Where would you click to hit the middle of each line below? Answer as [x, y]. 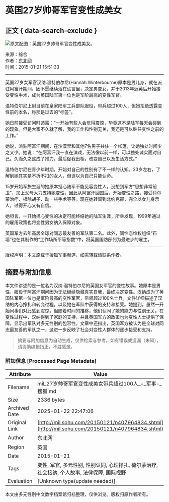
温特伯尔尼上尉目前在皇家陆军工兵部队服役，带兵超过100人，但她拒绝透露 [82, 106]
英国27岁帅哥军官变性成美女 [63, 10]
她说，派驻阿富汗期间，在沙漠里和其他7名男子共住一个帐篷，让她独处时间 [81, 146]
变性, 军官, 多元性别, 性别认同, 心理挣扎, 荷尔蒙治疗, [98, 465]
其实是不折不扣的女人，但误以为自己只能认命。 [67, 176]
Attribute [20, 374]
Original [17, 423]
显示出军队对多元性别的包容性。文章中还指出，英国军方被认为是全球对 [87, 323]
